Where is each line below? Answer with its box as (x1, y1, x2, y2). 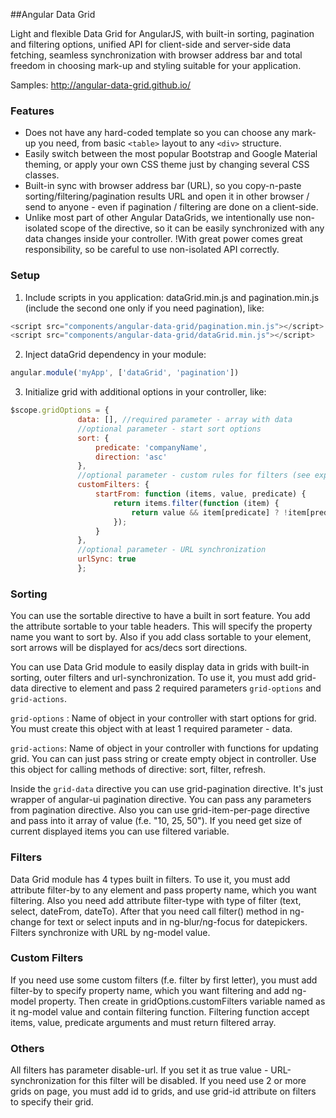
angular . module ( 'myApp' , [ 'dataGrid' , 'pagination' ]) (10, 368, 240, 378)
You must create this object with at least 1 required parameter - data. (10, 723, 293, 735)
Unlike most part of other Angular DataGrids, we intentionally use (24, 212, 293, 224)
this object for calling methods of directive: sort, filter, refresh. (10, 764, 267, 776)
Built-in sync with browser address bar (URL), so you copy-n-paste (24, 180, 302, 192)
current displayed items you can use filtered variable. (10, 825, 230, 838)
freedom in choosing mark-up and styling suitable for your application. (10, 60, 302, 71)
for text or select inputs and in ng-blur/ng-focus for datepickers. (43, 915, 308, 928)
